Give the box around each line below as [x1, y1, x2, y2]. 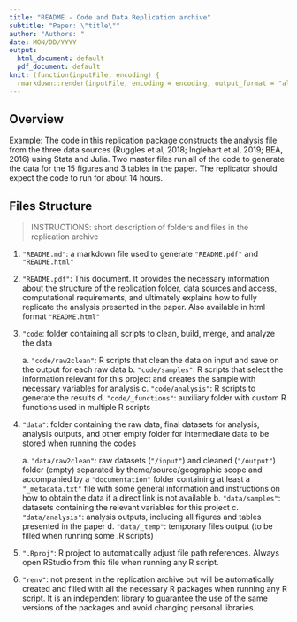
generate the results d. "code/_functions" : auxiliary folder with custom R [21, 393, 287, 403]
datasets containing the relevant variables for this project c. [21, 502, 239, 513]
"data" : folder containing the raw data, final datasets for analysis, [21, 419, 260, 430]
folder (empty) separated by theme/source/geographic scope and [21, 464, 263, 475]
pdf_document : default [17, 63, 101, 72]
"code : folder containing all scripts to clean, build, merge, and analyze [21, 329, 276, 339]
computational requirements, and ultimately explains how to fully [21, 292, 258, 303]
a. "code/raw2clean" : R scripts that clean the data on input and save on [21, 355, 280, 366]
